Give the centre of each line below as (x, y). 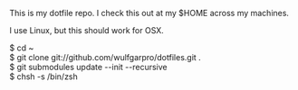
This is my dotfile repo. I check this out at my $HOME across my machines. (149, 13)
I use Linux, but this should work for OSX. (87, 30)
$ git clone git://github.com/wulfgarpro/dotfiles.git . (105, 57)
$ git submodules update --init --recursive (88, 67)
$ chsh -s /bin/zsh (44, 76)
